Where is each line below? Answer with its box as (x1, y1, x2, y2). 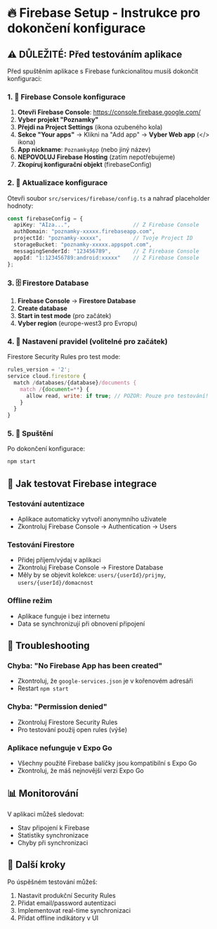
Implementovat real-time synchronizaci (17, 906, 131, 914)
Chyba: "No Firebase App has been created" (7, 660, 163, 670)
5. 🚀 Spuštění (7, 429, 53, 438)
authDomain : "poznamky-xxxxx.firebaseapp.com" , (13, 228, 156, 235)
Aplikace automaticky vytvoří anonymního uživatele (17, 515, 167, 524)
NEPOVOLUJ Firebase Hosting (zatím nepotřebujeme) (17, 153, 176, 161)
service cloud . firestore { (7, 373, 86, 380)
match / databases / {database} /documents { (13, 379, 137, 386)
